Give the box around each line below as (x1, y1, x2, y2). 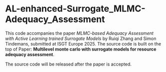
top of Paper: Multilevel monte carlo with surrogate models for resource (5, 46, 157, 52)
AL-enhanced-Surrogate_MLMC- (5, 3, 146, 14)
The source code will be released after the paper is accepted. (5, 61, 132, 67)
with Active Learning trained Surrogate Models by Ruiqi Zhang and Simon (5, 35, 157, 41)
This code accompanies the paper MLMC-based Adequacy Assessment (5, 30, 154, 36)
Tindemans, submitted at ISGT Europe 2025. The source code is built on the (5, 40, 161, 46)
